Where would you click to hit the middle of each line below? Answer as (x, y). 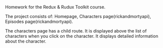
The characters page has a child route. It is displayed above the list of (76, 31)
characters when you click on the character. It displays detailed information (82, 36)
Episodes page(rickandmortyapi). (39, 22)
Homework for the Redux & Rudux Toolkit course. (55, 7)
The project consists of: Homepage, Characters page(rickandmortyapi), (78, 16)
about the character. (26, 41)
